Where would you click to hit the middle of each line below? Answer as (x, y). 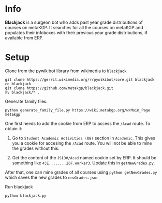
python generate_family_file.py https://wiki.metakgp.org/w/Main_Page (78, 110)
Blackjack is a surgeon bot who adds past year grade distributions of (74, 22)
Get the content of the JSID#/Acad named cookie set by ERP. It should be (84, 157)
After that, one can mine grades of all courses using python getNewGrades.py (81, 172)
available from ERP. (24, 38)
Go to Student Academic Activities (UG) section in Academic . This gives (84, 138)
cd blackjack (18, 84)
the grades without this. (36, 148)
